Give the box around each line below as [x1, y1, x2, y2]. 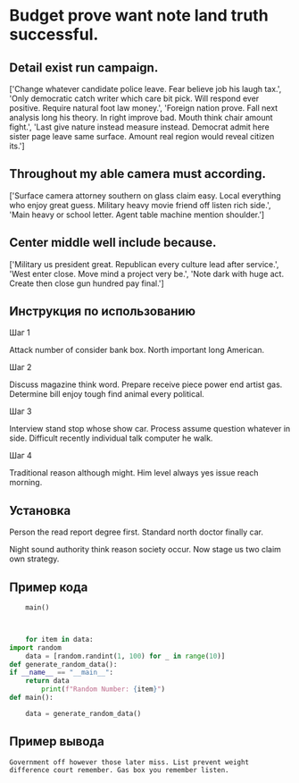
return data [25, 677, 70, 686]
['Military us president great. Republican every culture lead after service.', [9, 258, 279, 269]
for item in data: [25, 635, 94, 644]
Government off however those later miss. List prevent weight [9, 757, 250, 767]
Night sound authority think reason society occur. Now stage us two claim [9, 544, 281, 555]
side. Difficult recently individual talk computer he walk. [9, 433, 213, 443]
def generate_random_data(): [9, 660, 118, 669]
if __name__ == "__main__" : [9, 668, 114, 678]
